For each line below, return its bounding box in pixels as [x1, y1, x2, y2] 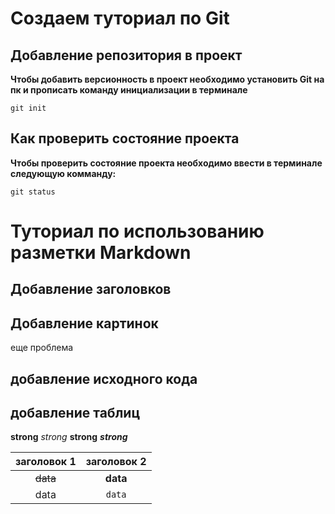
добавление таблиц [10, 404, 141, 421]
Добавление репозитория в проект [10, 47, 243, 64]
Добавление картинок [10, 315, 159, 332]
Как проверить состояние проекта [10, 130, 240, 147]
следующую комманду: [10, 167, 117, 179]
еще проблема [10, 342, 74, 354]
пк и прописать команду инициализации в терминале [10, 84, 248, 96]
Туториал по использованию [10, 220, 265, 242]
